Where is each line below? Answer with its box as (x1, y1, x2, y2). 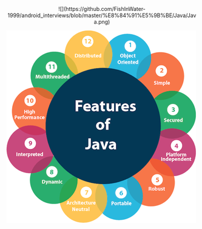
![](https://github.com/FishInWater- (58, 5, 146, 12)
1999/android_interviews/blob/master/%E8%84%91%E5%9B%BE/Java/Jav (7, 12, 197, 19)
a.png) (93, 18, 110, 26)
